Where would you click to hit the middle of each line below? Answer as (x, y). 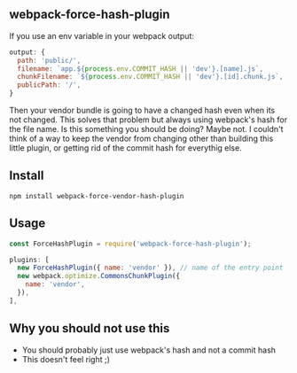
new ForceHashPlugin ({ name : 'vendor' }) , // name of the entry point (150, 268)
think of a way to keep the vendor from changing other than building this (141, 139)
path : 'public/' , (49, 60)
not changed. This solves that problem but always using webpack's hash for (148, 120)
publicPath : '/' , (49, 85)
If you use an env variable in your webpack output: (102, 35)
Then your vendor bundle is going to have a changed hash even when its (142, 111)
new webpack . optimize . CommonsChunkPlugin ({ (98, 276)
